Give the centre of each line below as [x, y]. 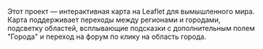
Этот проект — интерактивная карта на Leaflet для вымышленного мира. [131, 11]
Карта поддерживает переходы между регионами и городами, [114, 20]
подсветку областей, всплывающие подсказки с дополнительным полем [131, 28]
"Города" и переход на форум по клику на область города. [107, 36]
